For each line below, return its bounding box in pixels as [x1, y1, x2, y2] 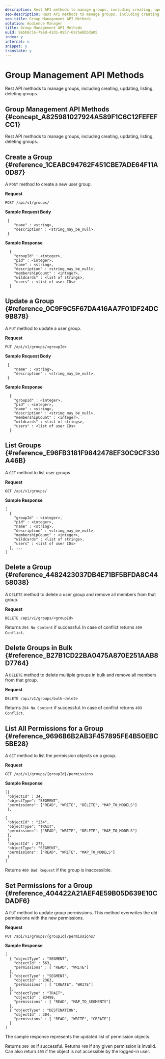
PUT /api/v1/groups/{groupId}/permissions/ [5, 934, 96, 939]
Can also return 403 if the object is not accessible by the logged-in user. [5, 1048, 151, 1054]
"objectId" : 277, [7, 842, 45, 846]
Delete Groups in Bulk [5, 644, 73, 652]
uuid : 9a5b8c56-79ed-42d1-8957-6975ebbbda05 [5, 30, 98, 35]
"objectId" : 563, [14, 960, 52, 965]
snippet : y [5, 44, 27, 49]
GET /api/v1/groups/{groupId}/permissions [5, 772, 93, 777]
